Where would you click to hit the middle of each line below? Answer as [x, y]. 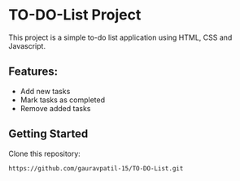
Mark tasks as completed [63, 100]
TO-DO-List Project [75, 15]
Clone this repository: [45, 153]
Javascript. [27, 45]
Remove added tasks [55, 108]
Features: [33, 72]
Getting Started [48, 134]
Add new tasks [45, 91]
